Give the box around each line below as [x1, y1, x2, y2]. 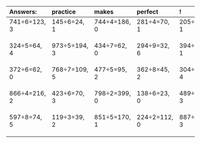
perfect [136, 8, 159, 15]
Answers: [9, 8, 37, 15]
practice [51, 8, 76, 15]
